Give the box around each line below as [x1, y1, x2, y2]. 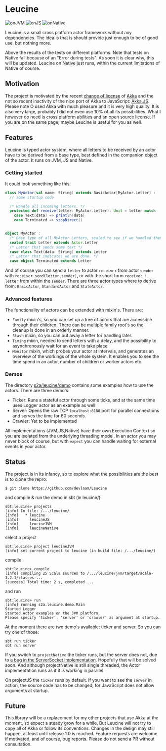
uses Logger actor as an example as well [12, 402, 95, 408]
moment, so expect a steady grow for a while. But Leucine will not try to [5, 720, 152, 726]
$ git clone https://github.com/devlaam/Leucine [5, 486, 107, 491]
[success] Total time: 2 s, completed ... [5, 579, 94, 585]
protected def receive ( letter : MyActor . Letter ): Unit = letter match [9, 208, 156, 213]
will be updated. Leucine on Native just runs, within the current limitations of [5, 60, 160, 66]
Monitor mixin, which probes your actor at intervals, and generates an [12, 348, 154, 354]
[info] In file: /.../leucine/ [5, 508, 70, 513]
